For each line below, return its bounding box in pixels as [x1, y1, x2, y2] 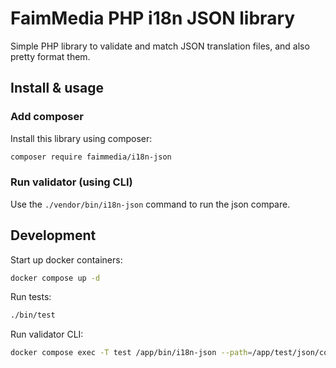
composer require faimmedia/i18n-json [10, 152, 172, 162]
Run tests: [10, 291, 52, 303]
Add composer [10, 110, 84, 124]
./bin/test [10, 310, 56, 321]
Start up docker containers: [10, 253, 123, 266]
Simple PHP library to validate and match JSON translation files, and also [10, 40, 310, 52]
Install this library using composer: [10, 132, 153, 144]
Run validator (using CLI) [10, 175, 133, 189]
